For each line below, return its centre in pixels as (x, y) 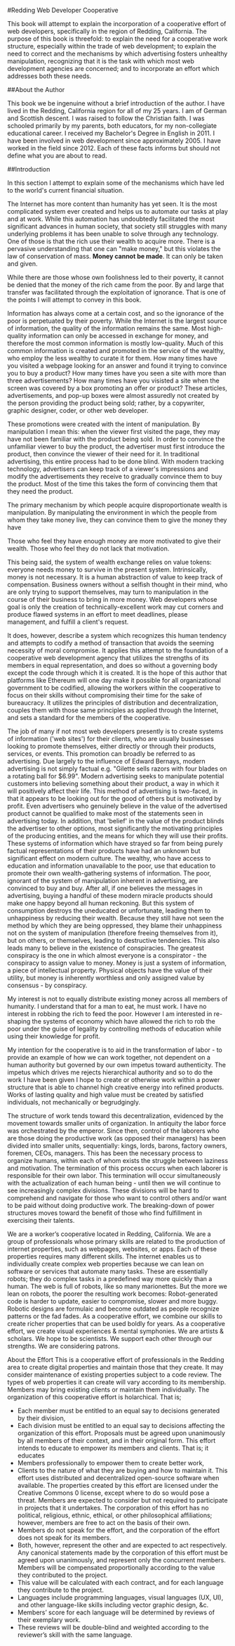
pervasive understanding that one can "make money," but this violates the (114, 249)
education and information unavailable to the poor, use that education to (112, 866)
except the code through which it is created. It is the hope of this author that (117, 673)
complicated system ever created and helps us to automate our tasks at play (117, 211)
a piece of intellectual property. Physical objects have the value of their (110, 970)
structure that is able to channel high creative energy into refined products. (116, 1087)
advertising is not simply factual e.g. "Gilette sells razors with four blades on (117, 769)
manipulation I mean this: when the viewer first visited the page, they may (114, 431)
